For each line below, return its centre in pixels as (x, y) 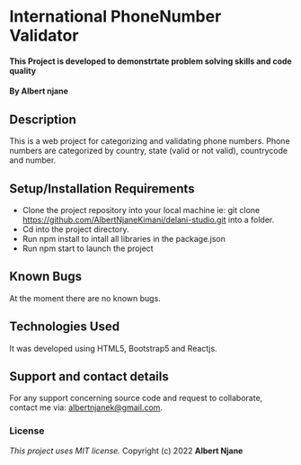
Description (43, 119)
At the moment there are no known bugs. (85, 298)
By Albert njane (39, 91)
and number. (33, 160)
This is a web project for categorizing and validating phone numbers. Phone (150, 141)
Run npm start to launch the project (88, 248)
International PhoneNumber (115, 17)
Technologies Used (64, 327)
